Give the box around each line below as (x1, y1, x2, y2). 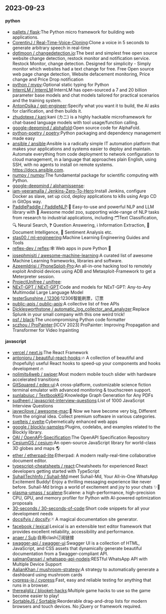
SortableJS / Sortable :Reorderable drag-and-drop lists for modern (12, 598, 147, 604)
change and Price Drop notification (12, 76, 84, 82)
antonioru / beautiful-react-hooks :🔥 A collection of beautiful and (12, 355, 144, 361)
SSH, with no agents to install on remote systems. (12, 161, 114, 168)
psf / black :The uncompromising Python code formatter (12, 316, 126, 322)
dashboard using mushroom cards (12, 571, 83, 577)
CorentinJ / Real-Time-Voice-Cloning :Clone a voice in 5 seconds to (12, 39, 149, 45)
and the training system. (12, 97, 62, 103)
